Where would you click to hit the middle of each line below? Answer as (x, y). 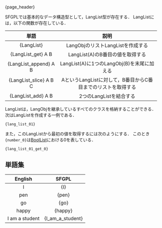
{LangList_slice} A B (31, 80)
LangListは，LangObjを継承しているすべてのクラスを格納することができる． (81, 109)
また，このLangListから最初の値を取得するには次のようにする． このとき (77, 134)
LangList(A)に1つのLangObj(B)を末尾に (105, 64)
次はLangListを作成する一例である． (41, 115)
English (23, 179)
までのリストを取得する (109, 87)
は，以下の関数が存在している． (37, 23)
